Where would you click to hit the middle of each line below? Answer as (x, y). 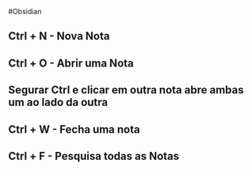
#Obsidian (25, 11)
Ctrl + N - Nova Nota (59, 36)
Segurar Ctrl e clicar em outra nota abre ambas (126, 90)
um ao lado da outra (58, 102)
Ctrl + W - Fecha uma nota (74, 129)
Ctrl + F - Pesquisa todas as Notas (94, 156)
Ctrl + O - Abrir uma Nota (71, 63)
